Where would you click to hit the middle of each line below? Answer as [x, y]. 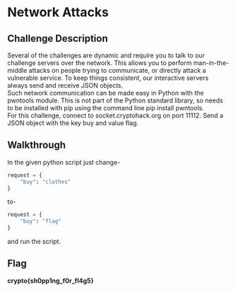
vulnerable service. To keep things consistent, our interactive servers [108, 78]
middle [17, 70]
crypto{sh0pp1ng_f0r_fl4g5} [51, 281]
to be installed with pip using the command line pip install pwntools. [106, 108]
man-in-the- [211, 63]
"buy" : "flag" [41, 221]
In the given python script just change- [64, 162]
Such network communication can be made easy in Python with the [106, 93]
